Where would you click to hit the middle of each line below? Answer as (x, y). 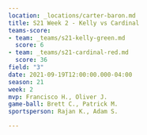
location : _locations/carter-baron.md (72, 15)
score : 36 (31, 60)
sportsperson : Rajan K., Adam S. (63, 112)
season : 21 (26, 82)
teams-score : (30, 30)
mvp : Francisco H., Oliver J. (58, 97)
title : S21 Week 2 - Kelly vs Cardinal (74, 23)
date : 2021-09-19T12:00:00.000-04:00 (70, 75)
